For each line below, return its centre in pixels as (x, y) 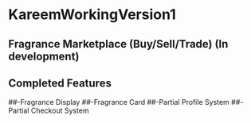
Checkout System (60, 111)
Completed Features (60, 83)
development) (44, 56)
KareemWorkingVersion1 (92, 15)
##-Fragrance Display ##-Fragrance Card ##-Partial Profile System (119, 102)
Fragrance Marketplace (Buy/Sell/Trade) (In (118, 44)
